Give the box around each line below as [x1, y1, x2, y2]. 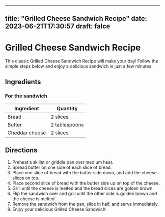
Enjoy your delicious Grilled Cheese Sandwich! [12, 206, 107, 212]
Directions [5, 146, 38, 155]
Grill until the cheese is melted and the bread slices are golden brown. [12, 185, 154, 191]
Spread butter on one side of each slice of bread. [12, 164, 112, 170]
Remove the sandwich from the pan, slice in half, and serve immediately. [12, 201, 159, 207]
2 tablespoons [51, 122, 84, 128]
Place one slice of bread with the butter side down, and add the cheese [12, 169, 157, 175]
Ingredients [5, 77, 41, 86]
